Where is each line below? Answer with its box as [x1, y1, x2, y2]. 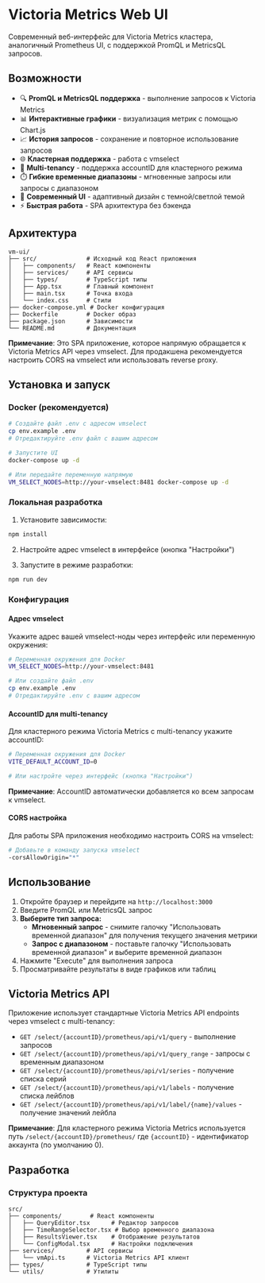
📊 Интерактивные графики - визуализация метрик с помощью [19, 114, 238, 123]
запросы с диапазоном [19, 183, 99, 192]
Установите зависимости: [19, 515, 107, 524]
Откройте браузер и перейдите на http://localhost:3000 [19, 896, 213, 906]
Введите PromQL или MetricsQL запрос [19, 905, 153, 914]
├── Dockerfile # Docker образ [8, 310, 136, 319]
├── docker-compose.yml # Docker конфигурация [8, 303, 165, 311]
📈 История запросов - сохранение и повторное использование [19, 133, 240, 144]
